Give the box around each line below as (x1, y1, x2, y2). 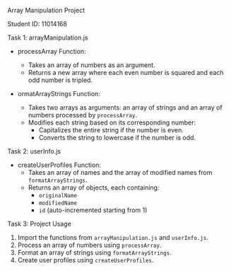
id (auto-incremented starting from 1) (38, 206, 148, 214)
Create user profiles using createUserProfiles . (17, 256, 154, 264)
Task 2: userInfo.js (7, 147, 61, 155)
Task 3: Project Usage (7, 219, 72, 228)
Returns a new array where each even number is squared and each (28, 69, 224, 76)
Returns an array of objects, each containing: (28, 183, 160, 192)
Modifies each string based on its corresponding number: (28, 118, 196, 127)
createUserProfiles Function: (17, 161, 101, 169)
